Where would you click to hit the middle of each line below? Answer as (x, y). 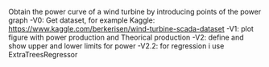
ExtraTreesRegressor (43, 54)
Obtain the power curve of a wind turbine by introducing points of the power (135, 12)
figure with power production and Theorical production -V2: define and (126, 37)
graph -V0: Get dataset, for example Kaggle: (82, 20)
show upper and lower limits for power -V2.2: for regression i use (116, 46)
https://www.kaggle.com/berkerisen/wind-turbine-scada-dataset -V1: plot (131, 29)
